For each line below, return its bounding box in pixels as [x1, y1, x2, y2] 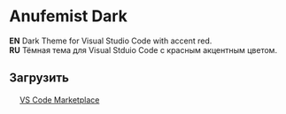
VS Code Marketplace [19, 95, 100, 105]
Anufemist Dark [9, 6, 128, 27]
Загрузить [9, 71, 69, 86]
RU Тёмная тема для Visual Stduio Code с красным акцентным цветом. [9, 44, 277, 55]
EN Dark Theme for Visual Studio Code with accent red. [9, 35, 213, 46]
